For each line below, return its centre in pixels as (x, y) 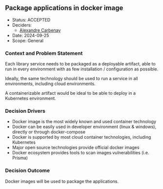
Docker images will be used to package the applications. (62, 181)
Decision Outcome (28, 170)
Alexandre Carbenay (40, 30)
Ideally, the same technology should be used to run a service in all (71, 79)
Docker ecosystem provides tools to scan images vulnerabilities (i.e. (81, 153)
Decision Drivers (25, 111)
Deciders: (22, 25)
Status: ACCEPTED (31, 20)
